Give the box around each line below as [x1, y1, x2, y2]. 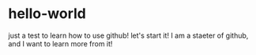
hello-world [8, 5, 87, 23]
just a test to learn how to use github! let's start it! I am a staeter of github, [8, 31, 249, 40]
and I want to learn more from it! [8, 38, 113, 48]
